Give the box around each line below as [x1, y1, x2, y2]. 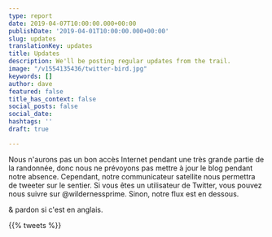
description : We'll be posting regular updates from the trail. [8, 58, 231, 66]
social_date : [8, 110, 53, 118]
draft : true [8, 125, 49, 133]
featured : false [8, 87, 64, 96]
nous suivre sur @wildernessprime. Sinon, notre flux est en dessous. [8, 188, 239, 199]
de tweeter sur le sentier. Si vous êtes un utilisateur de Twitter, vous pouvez [8, 180, 262, 190]
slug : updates [8, 34, 57, 43]
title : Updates [8, 50, 60, 58]
